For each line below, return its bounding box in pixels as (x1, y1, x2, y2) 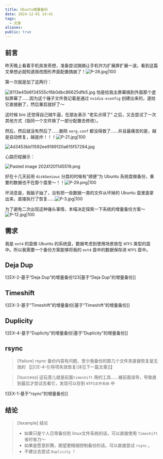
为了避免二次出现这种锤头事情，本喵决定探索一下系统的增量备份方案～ (5, 206, 146, 212)
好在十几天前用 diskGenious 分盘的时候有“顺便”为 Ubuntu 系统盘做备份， (5, 173, 150, 179)
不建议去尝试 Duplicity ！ (24, 448, 76, 454)
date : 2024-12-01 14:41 (5, 12, 53, 16)
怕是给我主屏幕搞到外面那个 (96, 89, 152, 95)
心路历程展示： (5, 154, 35, 159)
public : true (5, 30, 32, 34)
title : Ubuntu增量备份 (5, 7, 48, 12)
